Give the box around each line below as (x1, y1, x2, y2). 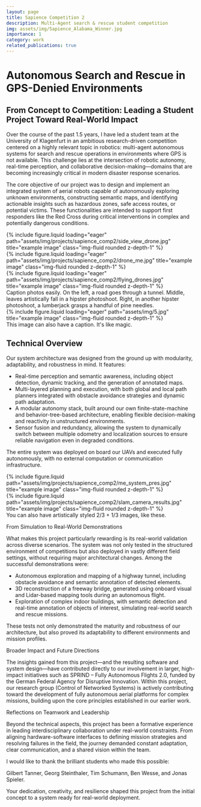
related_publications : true (6, 43, 77, 49)
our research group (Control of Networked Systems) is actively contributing (6, 684, 194, 691)
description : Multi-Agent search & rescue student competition (6, 20, 169, 26)
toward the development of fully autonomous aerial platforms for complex (6, 691, 189, 698)
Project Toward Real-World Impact (6, 115, 138, 125)
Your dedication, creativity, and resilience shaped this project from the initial (6, 787, 195, 794)
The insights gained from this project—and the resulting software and (6, 659, 179, 666)
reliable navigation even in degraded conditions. (14, 436, 134, 444)
